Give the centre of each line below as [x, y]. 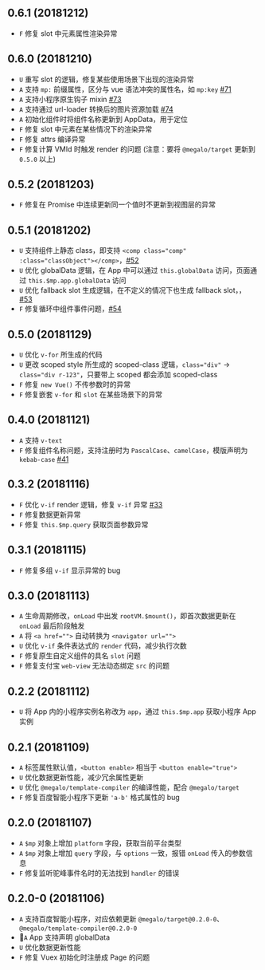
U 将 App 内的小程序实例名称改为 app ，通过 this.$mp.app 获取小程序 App [137, 712]
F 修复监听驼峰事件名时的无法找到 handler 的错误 [99, 873]
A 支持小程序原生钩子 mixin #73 [70, 99]
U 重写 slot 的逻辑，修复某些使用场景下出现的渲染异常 [106, 79]
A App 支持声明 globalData [64, 937]
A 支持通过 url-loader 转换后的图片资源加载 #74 [96, 109]
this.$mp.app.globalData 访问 [77, 280]
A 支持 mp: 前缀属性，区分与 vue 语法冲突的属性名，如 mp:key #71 [125, 89]
